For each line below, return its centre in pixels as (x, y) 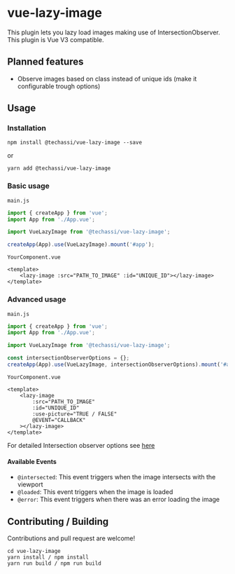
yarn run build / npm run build (54, 563)
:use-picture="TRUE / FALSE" (75, 414)
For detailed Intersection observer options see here (81, 445)
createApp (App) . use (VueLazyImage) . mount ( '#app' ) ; (81, 245)
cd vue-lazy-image (34, 551)
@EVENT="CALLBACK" (59, 420)
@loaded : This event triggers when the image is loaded (95, 492)
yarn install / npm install (48, 557)
